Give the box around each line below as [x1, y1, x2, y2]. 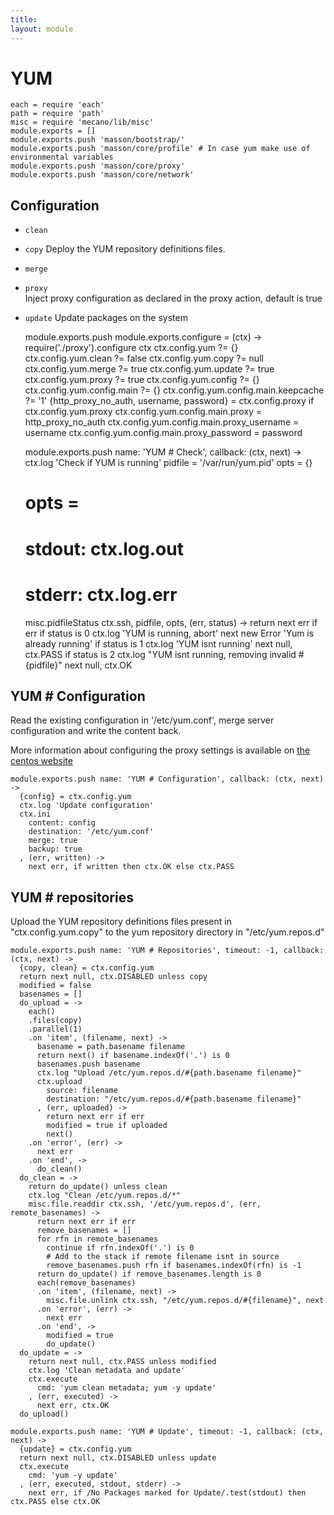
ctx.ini [19, 809, 52, 820]
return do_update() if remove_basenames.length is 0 [36, 1269, 262, 1280]
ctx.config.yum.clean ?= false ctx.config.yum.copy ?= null [24, 352, 264, 365]
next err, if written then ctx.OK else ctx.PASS [28, 862, 235, 872]
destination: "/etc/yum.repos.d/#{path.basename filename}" [46, 1094, 302, 1105]
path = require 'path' [10, 109, 105, 119]
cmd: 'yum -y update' [28, 1471, 118, 1481]
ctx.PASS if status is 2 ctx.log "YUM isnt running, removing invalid [24, 648, 297, 660]
